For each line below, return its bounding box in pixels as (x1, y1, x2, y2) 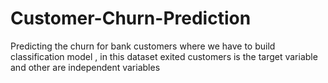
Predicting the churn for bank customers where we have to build (10, 40, 276, 52)
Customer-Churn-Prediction (10, 7, 252, 30)
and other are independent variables (10, 61, 161, 73)
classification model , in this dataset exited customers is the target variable (10, 50, 318, 62)
